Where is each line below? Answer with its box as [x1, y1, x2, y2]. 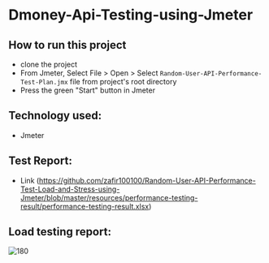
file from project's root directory [69, 77, 177, 86]
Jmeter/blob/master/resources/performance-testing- [20, 192, 198, 202]
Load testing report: [8, 225, 112, 239]
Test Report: [8, 154, 73, 168]
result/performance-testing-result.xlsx [20, 201, 150, 211]
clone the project [20, 59, 78, 69]
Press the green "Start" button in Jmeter [20, 85, 156, 95]
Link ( [20, 175, 40, 185]
